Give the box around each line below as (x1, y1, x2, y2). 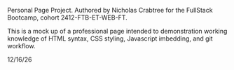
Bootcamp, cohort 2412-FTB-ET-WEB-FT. (7, 13, 128, 22)
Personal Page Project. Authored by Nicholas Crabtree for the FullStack (7, 6, 213, 14)
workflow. (7, 42, 36, 50)
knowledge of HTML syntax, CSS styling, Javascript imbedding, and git (7, 34, 213, 43)
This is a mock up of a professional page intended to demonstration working (7, 27, 228, 35)
